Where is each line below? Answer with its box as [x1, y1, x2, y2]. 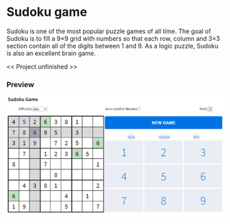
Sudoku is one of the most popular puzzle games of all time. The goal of [6, 27, 211, 35]
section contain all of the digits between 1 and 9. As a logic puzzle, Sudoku [6, 41, 218, 50]
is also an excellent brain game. [6, 49, 96, 57]
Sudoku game [6, 4, 87, 20]
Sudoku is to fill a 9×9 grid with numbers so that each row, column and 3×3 [6, 34, 220, 42]
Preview [6, 80, 34, 89]
